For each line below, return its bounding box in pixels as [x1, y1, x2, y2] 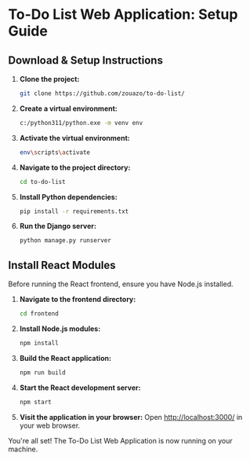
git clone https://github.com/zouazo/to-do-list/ [19, 90, 186, 98]
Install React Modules [8, 258, 116, 272]
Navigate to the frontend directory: [19, 295, 136, 304]
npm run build [19, 368, 66, 377]
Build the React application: [19, 353, 112, 362]
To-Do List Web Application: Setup [8, 6, 238, 24]
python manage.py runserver [19, 237, 111, 245]
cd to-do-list [19, 178, 66, 186]
